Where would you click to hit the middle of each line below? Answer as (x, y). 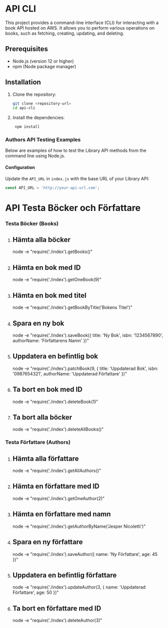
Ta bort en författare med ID (57, 608)
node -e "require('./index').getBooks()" (52, 252)
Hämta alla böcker (41, 240)
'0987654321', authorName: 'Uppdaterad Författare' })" (70, 373)
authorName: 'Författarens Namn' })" (51, 340)
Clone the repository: (34, 94)
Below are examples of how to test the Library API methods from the (76, 150)
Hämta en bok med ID (47, 267)
